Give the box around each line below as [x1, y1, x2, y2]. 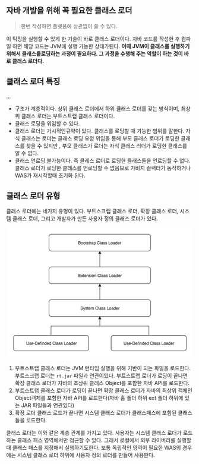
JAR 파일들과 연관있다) [21, 402, 75, 409]
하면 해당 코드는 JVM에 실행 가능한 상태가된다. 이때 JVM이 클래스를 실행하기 [12, 42, 190, 49]
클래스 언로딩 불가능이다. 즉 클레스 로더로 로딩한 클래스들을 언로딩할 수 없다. [14, 157, 191, 164]
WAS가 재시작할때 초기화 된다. [14, 172, 86, 179]
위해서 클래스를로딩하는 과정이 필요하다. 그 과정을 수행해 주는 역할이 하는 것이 [6, 50, 183, 57]
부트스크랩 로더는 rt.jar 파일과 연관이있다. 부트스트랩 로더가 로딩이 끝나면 [14, 372, 188, 379]
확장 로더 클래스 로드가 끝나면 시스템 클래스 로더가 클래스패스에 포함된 [14, 409, 177, 416]
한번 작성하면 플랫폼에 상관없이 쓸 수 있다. [20, 23, 118, 30]
